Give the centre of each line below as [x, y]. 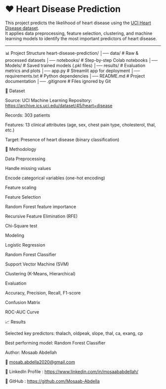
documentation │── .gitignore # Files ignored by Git [58, 81]
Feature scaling [21, 187]
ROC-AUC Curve [22, 312]
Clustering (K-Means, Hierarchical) [40, 273]
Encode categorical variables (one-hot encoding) [55, 178]
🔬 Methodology [21, 149]
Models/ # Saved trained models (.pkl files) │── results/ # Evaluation [75, 65]
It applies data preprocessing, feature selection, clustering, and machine [79, 33]
